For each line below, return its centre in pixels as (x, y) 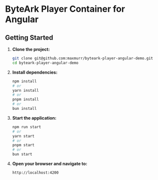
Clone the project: (31, 49)
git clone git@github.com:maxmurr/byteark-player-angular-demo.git (82, 58)
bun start (22, 154)
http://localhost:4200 (35, 173)
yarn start (23, 136)
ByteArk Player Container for (65, 9)
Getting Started (29, 38)
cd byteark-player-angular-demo (45, 63)
